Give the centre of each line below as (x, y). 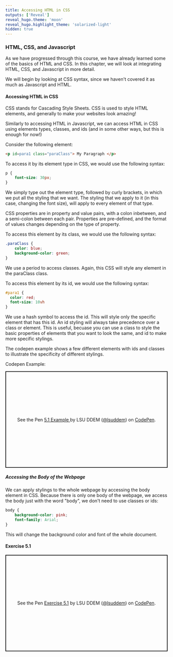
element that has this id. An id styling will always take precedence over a (82, 323)
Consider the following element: (39, 144)
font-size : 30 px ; (33, 178)
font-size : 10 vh (27, 302)
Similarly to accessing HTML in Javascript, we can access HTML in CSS (82, 123)
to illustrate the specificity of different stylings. (55, 354)
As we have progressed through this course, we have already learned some (85, 58)
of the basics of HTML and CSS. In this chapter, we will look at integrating (83, 64)
